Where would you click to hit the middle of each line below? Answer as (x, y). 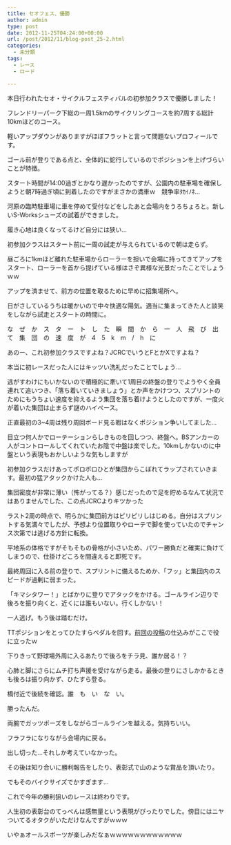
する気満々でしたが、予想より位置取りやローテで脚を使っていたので (109, 524)
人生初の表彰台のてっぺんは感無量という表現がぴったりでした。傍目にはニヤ (116, 811)
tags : (15, 59)
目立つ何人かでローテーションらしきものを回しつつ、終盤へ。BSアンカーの (113, 437)
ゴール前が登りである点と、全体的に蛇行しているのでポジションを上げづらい (115, 159)
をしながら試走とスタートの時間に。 (59, 314)
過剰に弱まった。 (55, 579)
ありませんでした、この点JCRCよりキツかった (78, 501)
